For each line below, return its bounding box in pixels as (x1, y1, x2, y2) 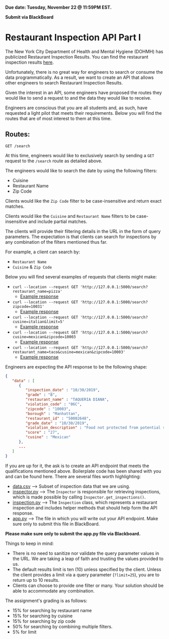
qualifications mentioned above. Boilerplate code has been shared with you (5, 468, 161, 474)
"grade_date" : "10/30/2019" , (25, 421, 89, 426)
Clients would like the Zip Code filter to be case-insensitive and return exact (5, 198, 162, 204)
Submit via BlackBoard (5, 14, 54, 20)
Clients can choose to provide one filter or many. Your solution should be (12, 582, 164, 588)
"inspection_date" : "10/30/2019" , (25, 388, 100, 393)
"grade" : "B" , (25, 392, 57, 397)
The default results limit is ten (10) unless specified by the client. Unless (12, 566, 161, 572)
